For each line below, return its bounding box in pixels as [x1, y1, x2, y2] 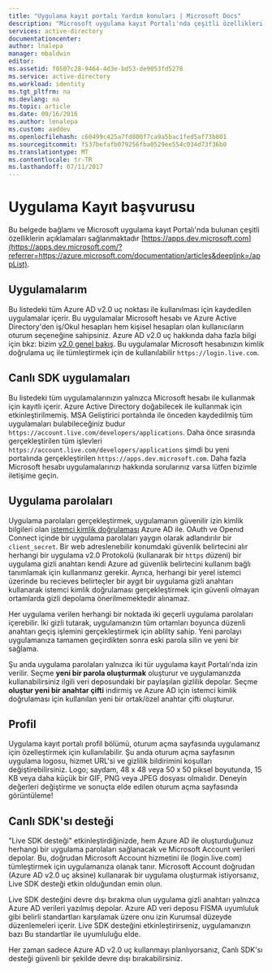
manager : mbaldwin [8, 50, 71, 58]
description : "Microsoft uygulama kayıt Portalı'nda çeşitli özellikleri [8, 20, 264, 28]
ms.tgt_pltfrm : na [8, 87, 71, 96]
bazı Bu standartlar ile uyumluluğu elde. [8, 930, 141, 939]
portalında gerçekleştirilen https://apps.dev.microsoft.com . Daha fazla [8, 453, 247, 463]
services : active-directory [8, 27, 104, 35]
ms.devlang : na [8, 95, 60, 103]
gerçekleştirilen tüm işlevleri [8, 436, 103, 445]
